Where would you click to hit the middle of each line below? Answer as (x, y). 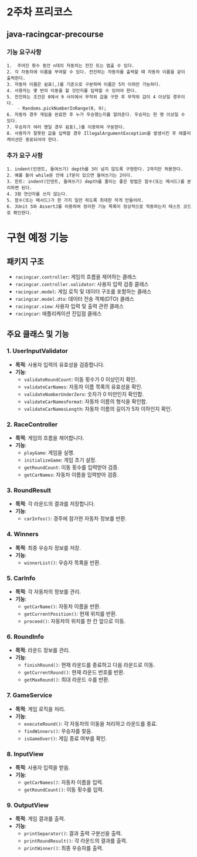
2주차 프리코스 (40, 12)
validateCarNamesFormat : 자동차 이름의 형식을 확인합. (86, 401)
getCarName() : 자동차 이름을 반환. (62, 606)
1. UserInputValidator (37, 351)
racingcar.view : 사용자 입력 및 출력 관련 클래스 (69, 306)
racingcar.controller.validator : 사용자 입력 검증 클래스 (82, 284)
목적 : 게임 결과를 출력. (40, 819)
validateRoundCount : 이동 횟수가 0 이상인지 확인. (80, 379)
